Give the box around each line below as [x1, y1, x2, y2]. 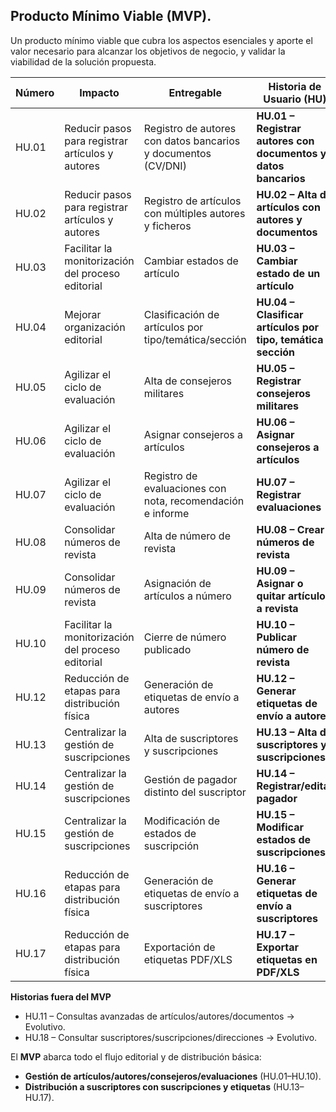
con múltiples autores [143, 206, 246, 220]
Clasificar [256, 307, 304, 321]
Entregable [168, 85, 222, 99]
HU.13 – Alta [256, 725, 318, 739]
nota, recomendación [143, 494, 245, 508]
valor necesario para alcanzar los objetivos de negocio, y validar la [10, 45, 286, 57]
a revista [256, 601, 299, 615]
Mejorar [64, 307, 102, 321]
